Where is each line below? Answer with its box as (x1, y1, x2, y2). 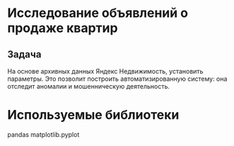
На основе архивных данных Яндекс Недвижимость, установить (7, 67, 204, 75)
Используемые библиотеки (7, 107, 180, 123)
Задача (7, 48, 42, 60)
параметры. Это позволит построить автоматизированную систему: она (7, 74, 228, 83)
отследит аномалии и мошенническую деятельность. (7, 82, 170, 90)
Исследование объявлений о (7, 5, 189, 21)
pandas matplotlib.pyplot (7, 130, 80, 139)
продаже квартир (7, 20, 118, 36)
